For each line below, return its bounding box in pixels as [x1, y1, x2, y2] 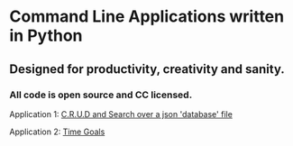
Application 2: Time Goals [9, 126, 105, 137]
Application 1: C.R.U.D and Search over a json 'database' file [9, 108, 233, 119]
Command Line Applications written [9, 6, 285, 27]
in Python [9, 25, 83, 46]
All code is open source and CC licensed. [9, 88, 193, 101]
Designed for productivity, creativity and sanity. [9, 61, 286, 77]
